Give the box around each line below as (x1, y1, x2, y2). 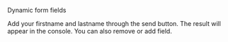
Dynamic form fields (7, 6, 67, 14)
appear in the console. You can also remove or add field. (7, 27, 172, 35)
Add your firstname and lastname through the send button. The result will (7, 20, 222, 27)
